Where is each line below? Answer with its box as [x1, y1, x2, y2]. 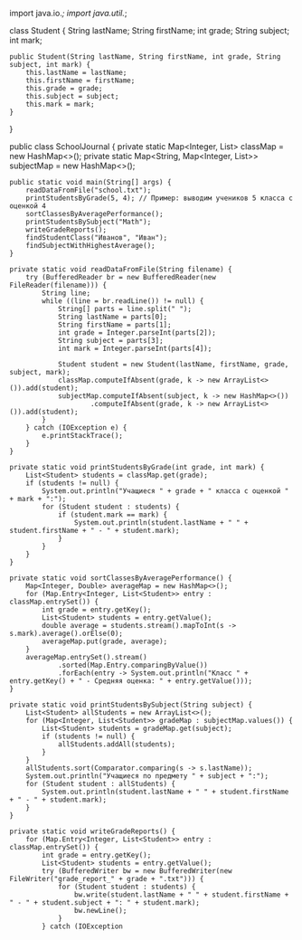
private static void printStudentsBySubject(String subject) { [9, 700, 253, 709]
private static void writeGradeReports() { [9, 827, 176, 836]
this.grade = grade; [25, 84, 103, 93]
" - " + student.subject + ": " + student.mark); [9, 898, 201, 907]
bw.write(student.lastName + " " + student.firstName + [73, 890, 289, 899]
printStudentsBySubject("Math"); [25, 217, 152, 226]
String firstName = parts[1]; [57, 320, 172, 329]
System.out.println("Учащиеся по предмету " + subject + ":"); [25, 772, 269, 781]
